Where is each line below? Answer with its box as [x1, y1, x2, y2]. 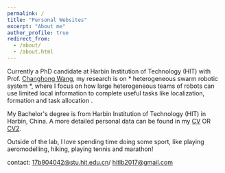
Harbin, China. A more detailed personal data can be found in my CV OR [7, 117, 211, 125]
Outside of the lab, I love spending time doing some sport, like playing [7, 137, 204, 146]
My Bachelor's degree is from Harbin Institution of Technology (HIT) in [7, 109, 206, 117]
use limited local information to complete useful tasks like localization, [7, 89, 205, 97]
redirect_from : [7, 36, 51, 43]
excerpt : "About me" [7, 23, 67, 30]
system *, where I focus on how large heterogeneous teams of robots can [7, 82, 215, 90]
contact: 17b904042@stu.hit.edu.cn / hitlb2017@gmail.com [7, 158, 174, 166]
